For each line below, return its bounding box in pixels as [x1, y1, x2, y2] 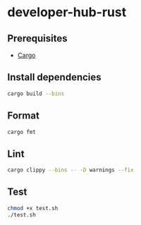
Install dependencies [7, 71, 102, 83]
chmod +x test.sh [7, 205, 59, 212]
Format [7, 110, 40, 122]
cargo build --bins [7, 90, 65, 97]
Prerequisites [7, 32, 68, 44]
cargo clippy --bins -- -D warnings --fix [7, 166, 134, 174]
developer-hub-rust [7, 4, 127, 20]
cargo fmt [7, 128, 37, 135]
